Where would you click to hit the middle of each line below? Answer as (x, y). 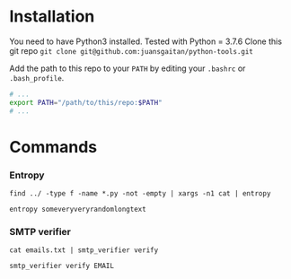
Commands (53, 147)
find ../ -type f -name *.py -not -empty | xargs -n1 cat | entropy (140, 194)
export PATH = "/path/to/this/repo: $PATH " (86, 102)
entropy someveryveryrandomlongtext (78, 209)
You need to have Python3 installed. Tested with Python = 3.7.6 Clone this (146, 41)
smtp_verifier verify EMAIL (62, 266)
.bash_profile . (37, 77)
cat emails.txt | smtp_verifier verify (84, 250)
